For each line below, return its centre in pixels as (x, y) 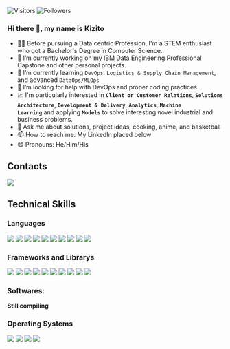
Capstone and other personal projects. (71, 65)
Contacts (27, 166)
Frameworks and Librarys (51, 257)
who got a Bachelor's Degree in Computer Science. (90, 51)
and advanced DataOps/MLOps (58, 80)
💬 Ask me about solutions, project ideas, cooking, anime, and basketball (119, 127)
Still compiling (28, 306)
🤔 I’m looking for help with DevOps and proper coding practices (107, 87)
